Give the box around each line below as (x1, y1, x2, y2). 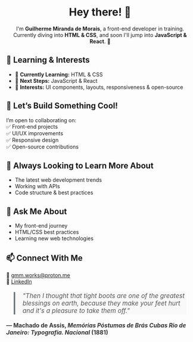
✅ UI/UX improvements (6, 129, 64, 136)
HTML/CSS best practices (14, 229, 79, 236)
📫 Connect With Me (6, 253, 83, 263)
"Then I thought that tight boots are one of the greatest (23, 292, 185, 300)
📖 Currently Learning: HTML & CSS (14, 71, 103, 78)
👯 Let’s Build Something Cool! (6, 101, 118, 111)
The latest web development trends (14, 176, 102, 184)
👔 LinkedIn (6, 278, 32, 285)
